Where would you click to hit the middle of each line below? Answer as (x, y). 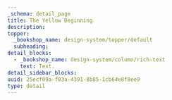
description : (26, 27)
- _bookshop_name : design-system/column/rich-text (90, 60)
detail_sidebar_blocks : (42, 73)
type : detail (26, 86)
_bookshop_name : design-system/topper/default (83, 40)
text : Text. (37, 66)
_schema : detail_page (39, 14)
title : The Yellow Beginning (50, 20)
